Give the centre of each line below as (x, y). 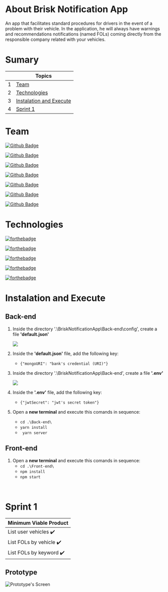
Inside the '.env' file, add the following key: (57, 392)
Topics (43, 76)
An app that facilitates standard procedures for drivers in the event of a (79, 23)
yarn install (34, 427)
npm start (30, 477)
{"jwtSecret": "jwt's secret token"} (60, 403)
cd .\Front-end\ (37, 466)
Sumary (22, 60)
